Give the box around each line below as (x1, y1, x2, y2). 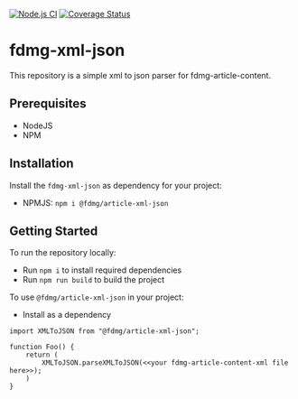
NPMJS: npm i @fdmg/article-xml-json (22, 197, 169, 208)
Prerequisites (9, 96, 87, 112)
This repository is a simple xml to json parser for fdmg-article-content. (9, 70, 272, 80)
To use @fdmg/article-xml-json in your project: (9, 292, 184, 302)
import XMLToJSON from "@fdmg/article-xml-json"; (9, 327, 200, 336)
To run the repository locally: (9, 247, 116, 258)
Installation (9, 156, 74, 172)
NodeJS (22, 120, 53, 131)
